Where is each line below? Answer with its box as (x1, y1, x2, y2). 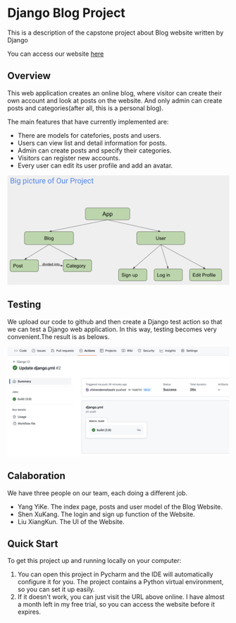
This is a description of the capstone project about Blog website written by (7, 28, 224, 37)
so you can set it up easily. (17, 585, 95, 594)
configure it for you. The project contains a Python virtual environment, (17, 578, 224, 586)
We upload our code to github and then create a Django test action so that (7, 317, 223, 326)
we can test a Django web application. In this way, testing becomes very (7, 325, 217, 333)
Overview (7, 70, 51, 82)
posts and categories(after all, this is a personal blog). (7, 104, 164, 112)
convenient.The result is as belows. (7, 332, 110, 340)
